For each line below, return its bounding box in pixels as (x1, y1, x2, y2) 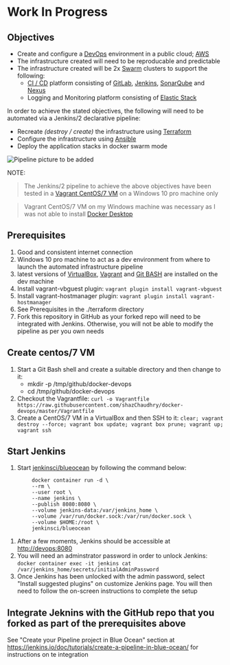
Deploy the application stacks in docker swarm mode (16, 142, 168, 150)
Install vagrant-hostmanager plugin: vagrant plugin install (16, 291, 187, 300)
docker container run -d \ (32, 477, 109, 484)
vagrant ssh (16, 427, 51, 433)
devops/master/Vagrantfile (16, 407, 95, 414)
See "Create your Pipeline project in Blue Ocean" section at (7, 636, 175, 644)
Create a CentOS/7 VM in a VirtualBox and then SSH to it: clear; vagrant (16, 414, 224, 422)
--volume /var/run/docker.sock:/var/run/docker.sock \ (32, 513, 192, 520)
